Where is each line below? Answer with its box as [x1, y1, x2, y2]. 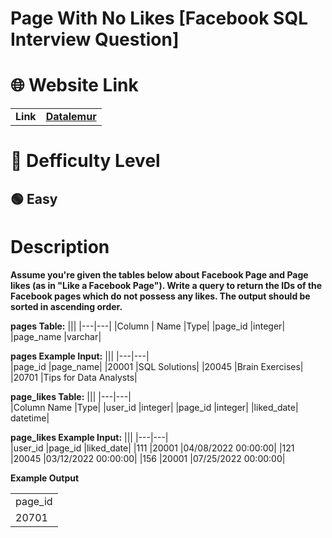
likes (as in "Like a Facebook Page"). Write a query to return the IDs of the [10, 279, 323, 291]
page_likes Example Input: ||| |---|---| [10, 431, 169, 443]
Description [10, 235, 110, 258]
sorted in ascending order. [10, 300, 123, 312]
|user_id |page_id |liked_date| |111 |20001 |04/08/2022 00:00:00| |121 [10, 442, 295, 454]
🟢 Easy [10, 190, 58, 207]
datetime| [10, 412, 50, 424]
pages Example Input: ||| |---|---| [10, 350, 150, 362]
